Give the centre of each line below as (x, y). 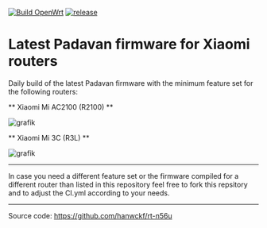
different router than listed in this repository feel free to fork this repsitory (128, 184)
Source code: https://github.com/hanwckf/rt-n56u (90, 215)
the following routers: (43, 91)
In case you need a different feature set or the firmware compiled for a (124, 176)
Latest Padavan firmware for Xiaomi (129, 44)
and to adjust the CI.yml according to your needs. (89, 193)
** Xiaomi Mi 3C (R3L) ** (49, 137)
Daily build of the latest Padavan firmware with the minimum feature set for (131, 83)
